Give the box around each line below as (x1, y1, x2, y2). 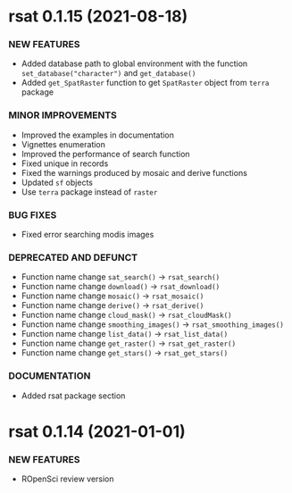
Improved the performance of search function (21, 148, 190, 159)
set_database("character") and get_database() (21, 68, 196, 79)
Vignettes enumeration (21, 138, 106, 149)
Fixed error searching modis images (21, 230, 154, 240)
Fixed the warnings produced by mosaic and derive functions (21, 167, 247, 178)
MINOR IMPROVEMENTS (8, 109, 117, 121)
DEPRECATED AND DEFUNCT (8, 252, 138, 263)
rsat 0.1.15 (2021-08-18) (8, 6, 188, 27)
